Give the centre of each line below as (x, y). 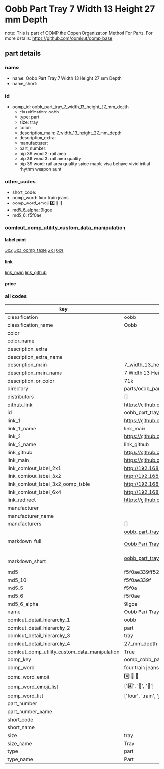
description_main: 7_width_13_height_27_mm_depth (70, 133)
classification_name (30, 325)
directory (18, 389)
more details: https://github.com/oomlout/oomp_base (59, 38)
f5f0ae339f (138, 580)
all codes (16, 296)
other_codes (20, 181)
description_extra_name (35, 357)
